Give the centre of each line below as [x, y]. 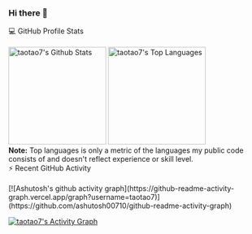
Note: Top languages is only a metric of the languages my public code [126, 150]
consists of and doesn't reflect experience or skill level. [101, 159]
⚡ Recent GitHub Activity [50, 168]
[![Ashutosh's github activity [56, 188]
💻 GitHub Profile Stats [46, 31]
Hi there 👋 [28, 13]
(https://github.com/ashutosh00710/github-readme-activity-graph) [120, 206]
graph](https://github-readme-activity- [169, 188]
